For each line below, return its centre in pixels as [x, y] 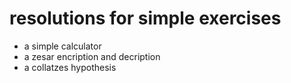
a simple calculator [62, 46]
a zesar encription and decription [92, 56]
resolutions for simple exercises [145, 18]
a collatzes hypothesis [70, 67]
